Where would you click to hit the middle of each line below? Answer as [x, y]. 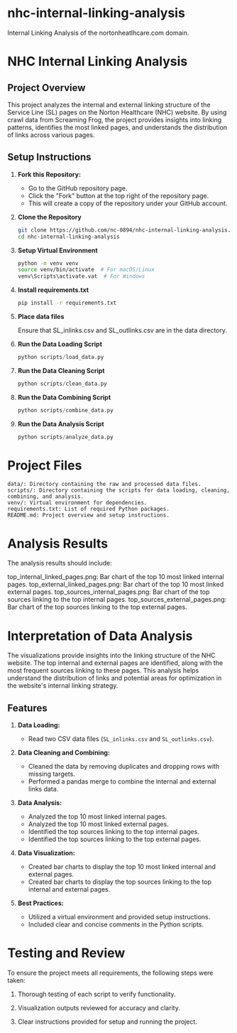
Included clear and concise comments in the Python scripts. [116, 924]
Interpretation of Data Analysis [100, 636]
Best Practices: [40, 903]
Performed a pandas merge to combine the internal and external [122, 781]
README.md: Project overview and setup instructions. [89, 515]
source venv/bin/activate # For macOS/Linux [86, 270]
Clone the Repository [49, 217]
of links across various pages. [51, 135]
